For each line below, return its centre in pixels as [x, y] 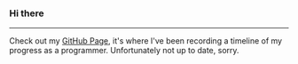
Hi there [27, 13]
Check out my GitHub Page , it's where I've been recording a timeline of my [145, 41]
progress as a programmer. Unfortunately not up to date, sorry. [124, 51]
